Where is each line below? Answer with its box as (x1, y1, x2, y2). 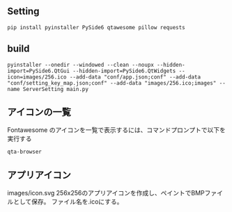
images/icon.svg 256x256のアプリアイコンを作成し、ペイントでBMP (7, 189, 206, 197)
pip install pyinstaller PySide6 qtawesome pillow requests (7, 24, 186, 31)
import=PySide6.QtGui (7, 67, 70, 74)
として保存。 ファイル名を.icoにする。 (13, 197, 123, 206)
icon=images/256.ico (7, 73, 68, 81)
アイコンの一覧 (7, 106, 71, 118)
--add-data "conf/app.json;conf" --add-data (69, 73, 201, 81)
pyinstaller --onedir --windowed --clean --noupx (7, 61, 155, 68)
